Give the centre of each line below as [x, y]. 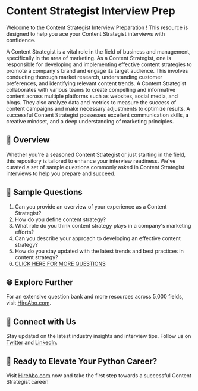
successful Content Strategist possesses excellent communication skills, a [98, 115]
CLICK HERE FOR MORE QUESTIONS [60, 263]
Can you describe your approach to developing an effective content [98, 238]
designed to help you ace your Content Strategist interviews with [86, 33]
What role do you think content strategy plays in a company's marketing [103, 225]
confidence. [21, 40]
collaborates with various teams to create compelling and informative [91, 89]
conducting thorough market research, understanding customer [84, 77]
